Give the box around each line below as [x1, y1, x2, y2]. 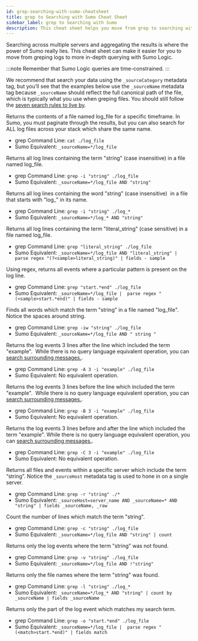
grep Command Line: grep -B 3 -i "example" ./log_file [14, 407, 154, 414]
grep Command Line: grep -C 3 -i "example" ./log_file [14, 449, 154, 456]
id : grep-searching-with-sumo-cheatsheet [6, 8, 110, 15]
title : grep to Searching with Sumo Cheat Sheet [6, 14, 128, 20]
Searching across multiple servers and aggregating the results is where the [6, 41, 189, 48]
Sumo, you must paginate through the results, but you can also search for [6, 119, 185, 127]
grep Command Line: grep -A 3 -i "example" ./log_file [14, 366, 154, 373]
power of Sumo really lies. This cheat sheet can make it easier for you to [6, 48, 181, 55]
